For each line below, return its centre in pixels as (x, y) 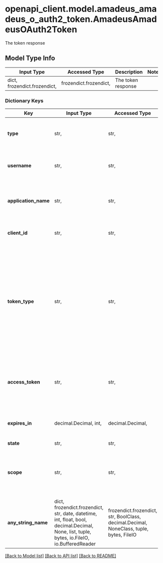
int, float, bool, (71, 520)
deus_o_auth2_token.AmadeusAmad (81, 19)
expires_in (20, 423)
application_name (29, 201)
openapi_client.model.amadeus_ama (81, 9)
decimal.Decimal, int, (78, 423)
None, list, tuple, (73, 532)
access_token (24, 382)
